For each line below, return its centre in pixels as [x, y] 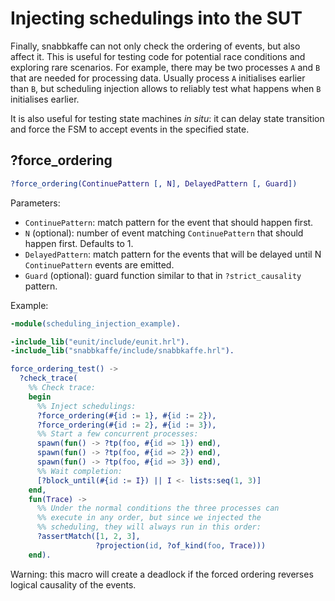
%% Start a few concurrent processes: [117, 434]
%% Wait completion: [79, 471]
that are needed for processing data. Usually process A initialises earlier [158, 78]
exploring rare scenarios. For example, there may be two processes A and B [165, 67]
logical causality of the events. [73, 584]
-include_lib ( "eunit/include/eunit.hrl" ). [100, 342]
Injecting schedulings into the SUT [156, 18]
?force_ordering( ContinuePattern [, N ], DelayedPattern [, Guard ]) [154, 183]
